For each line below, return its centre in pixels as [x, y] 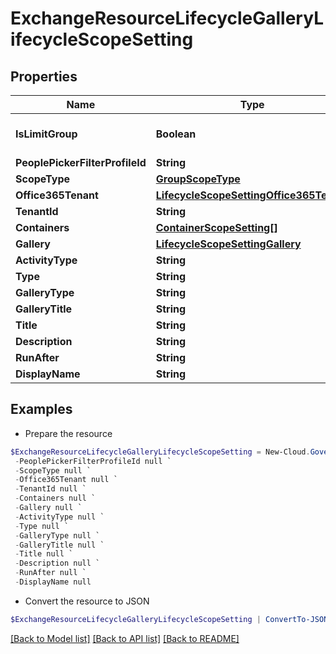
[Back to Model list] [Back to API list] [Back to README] [125, 638]
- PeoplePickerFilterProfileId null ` [93, 461]
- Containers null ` [55, 498]
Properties [44, 76]
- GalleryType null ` [57, 535]
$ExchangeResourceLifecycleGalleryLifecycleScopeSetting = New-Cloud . [160, 452]
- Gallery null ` [48, 508]
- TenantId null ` [50, 489]
